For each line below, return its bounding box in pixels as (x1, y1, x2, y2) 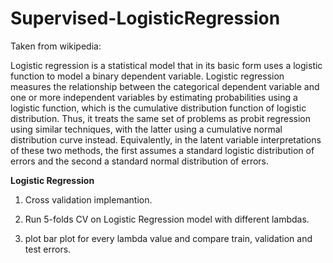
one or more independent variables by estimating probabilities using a (10, 91, 298, 103)
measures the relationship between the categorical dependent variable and (10, 80, 320, 92)
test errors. (24, 243, 72, 255)
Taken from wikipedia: (10, 40, 102, 52)
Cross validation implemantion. (24, 193, 153, 206)
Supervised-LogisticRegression (10, 7, 281, 30)
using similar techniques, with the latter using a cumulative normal (10, 123, 283, 135)
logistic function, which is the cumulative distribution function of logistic (10, 102, 307, 114)
